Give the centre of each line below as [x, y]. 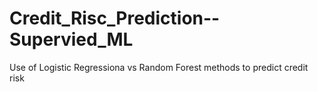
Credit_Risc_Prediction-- [115, 18]
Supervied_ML [71, 39]
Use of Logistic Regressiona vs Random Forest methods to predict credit [159, 67]
